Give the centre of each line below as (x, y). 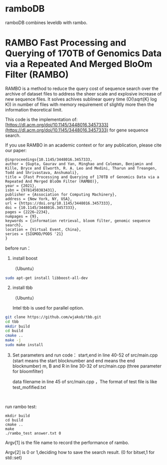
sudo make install (24, 345)
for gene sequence (129, 130)
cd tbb (12, 321)
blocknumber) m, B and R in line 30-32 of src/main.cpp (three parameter (87, 366)
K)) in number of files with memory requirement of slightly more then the (80, 104)
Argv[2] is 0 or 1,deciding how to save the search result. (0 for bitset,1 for (80, 452)
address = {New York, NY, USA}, (39, 199)
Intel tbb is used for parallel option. (48, 307)
